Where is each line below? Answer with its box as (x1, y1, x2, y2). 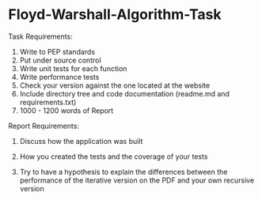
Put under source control (19, 55, 101, 65)
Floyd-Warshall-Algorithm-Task (8, 6, 222, 24)
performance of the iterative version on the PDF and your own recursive (19, 175, 255, 185)
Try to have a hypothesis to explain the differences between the (19, 167, 228, 176)
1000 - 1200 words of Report (19, 105, 114, 115)
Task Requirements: (8, 32, 73, 41)
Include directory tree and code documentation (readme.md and (19, 89, 230, 98)
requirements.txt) (19, 97, 77, 107)
